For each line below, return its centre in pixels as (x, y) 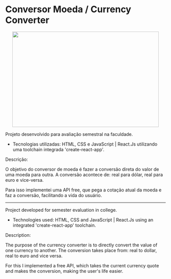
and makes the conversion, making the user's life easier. (64, 271)
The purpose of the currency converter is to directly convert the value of (81, 245)
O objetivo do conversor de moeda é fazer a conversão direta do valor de (82, 169)
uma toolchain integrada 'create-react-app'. (58, 149)
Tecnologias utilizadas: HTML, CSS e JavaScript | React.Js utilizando (85, 144)
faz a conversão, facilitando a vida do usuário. (54, 195)
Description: (18, 235)
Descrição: (17, 159)
